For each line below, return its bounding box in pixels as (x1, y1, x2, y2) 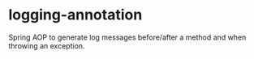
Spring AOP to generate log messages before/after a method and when (8, 32, 247, 42)
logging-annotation (8, 6, 143, 24)
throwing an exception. (8, 40, 85, 50)
